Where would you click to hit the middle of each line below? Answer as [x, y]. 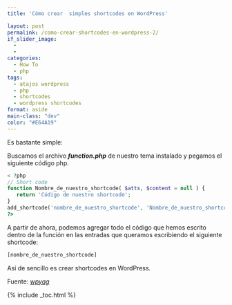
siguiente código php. [38, 163]
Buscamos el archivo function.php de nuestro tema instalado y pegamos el [115, 156]
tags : [15, 77]
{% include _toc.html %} [42, 295]
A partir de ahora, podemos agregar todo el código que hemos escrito [107, 227]
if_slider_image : [32, 39]
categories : [24, 58]
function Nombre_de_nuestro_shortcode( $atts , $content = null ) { [106, 188]
